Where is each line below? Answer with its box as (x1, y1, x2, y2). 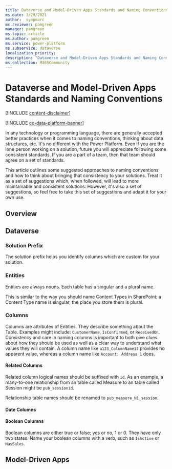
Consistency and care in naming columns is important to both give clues (5, 334, 158, 340)
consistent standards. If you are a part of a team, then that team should (5, 152, 155, 158)
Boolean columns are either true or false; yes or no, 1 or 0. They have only (5, 429, 161, 436)
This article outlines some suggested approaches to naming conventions (5, 167, 159, 173)
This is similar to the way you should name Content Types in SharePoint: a (5, 294, 161, 300)
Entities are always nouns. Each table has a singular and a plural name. (5, 283, 155, 290)
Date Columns (5, 406, 36, 413)
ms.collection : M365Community (5, 60, 70, 65)
